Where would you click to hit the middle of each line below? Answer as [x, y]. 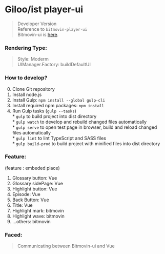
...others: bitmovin [31, 221]
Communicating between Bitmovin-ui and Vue [66, 246]
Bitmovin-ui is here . [38, 34]
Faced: [14, 235]
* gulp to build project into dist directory [54, 116]
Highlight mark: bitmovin [38, 210]
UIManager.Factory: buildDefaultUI [54, 65]
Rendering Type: [26, 48]
